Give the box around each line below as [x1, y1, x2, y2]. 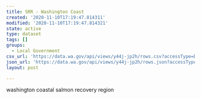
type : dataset [6, 31, 42, 37]
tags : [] [6, 37, 28, 43]
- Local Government [11, 48, 60, 54]
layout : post [6, 64, 39, 71]
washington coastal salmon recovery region [6, 86, 114, 94]
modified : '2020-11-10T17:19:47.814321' [6, 20, 109, 26]
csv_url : [6, 53, 28, 59]
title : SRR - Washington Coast [6, 8, 84, 15]
